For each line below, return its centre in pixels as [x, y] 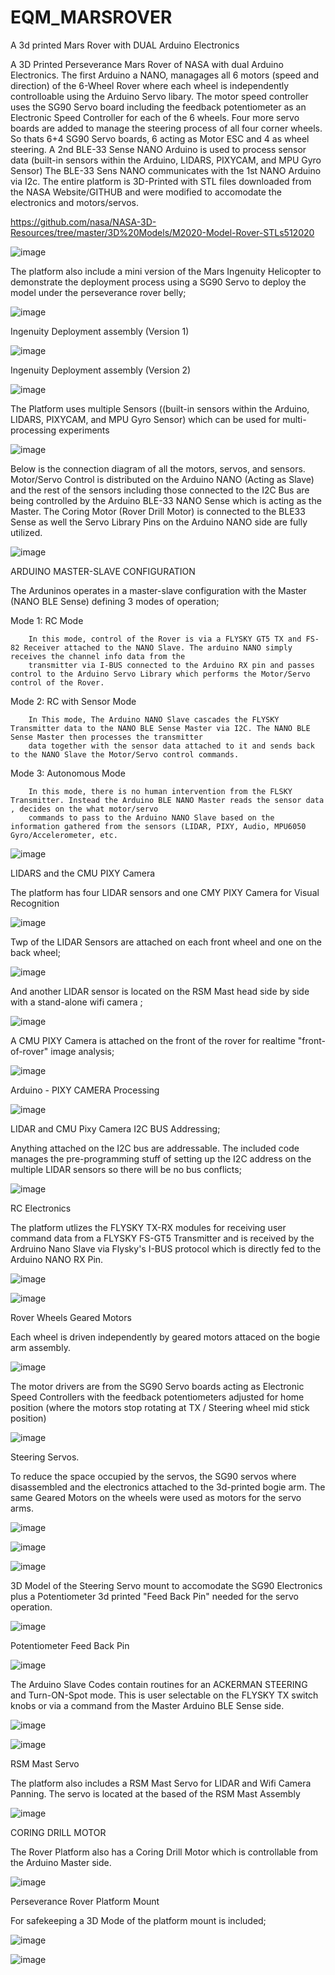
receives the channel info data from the [98, 656]
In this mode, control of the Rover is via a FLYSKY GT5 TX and [165, 639]
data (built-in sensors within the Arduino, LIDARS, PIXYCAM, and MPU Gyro [166, 160]
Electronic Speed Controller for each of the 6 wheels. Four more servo [155, 117]
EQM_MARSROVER [91, 17]
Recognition [35, 903]
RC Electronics [41, 1208]
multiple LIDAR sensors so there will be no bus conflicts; [126, 1169]
